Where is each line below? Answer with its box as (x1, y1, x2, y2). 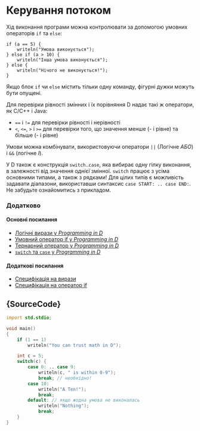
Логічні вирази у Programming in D (14, 229, 103, 236)
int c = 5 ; (17, 353, 44, 359)
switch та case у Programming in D (14, 248, 101, 255)
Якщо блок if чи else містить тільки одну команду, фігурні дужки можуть (6, 83, 195, 90)
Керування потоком (6, 4, 112, 17)
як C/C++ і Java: (6, 107, 48, 114)
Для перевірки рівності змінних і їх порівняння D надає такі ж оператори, (6, 101, 194, 108)
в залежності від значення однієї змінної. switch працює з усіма (6, 167, 170, 174)
